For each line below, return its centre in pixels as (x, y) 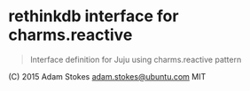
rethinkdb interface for (94, 16)
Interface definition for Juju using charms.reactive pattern (136, 59)
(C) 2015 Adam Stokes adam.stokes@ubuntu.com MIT (107, 76)
